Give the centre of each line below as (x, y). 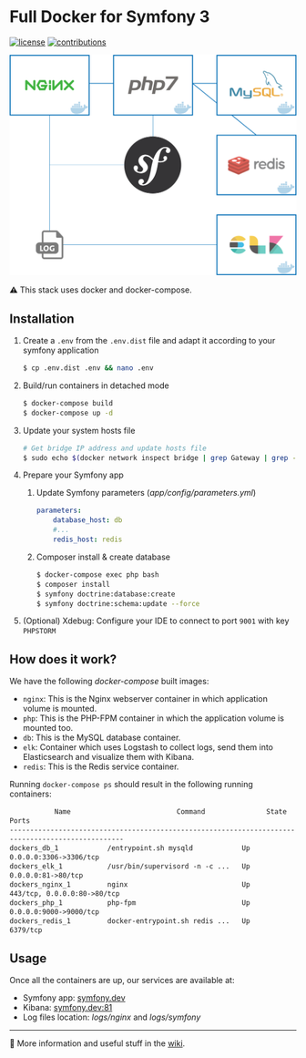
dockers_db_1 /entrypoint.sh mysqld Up (130, 848)
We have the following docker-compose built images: (109, 682)
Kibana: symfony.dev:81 (67, 1008)
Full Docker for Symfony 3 (110, 17)
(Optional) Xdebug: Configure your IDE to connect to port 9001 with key (156, 621)
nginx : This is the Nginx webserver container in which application (145, 699)
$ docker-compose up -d (68, 413)
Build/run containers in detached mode (96, 385)
